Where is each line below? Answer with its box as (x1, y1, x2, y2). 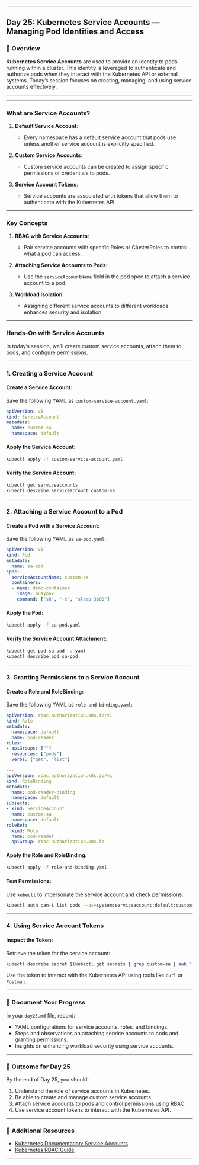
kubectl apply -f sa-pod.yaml (6, 622, 81, 628)
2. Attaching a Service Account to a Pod (6, 508, 123, 516)
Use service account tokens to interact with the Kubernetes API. (14, 1106, 171, 1113)
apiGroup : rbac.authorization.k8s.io (11, 839, 105, 845)
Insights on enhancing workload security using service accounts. (14, 1042, 174, 1049)
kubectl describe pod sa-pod (6, 654, 78, 660)
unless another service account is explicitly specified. (23, 140, 155, 147)
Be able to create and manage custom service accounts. (14, 1094, 153, 1101)
